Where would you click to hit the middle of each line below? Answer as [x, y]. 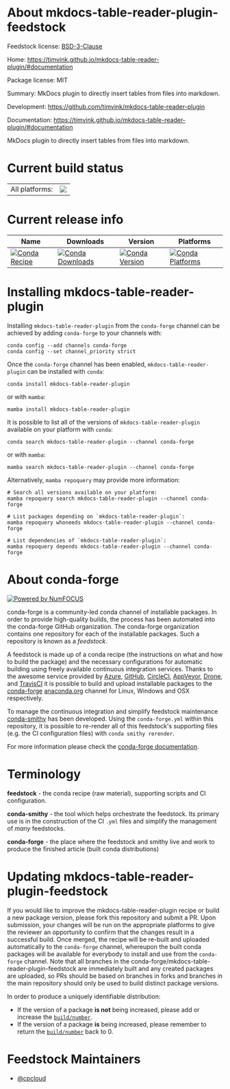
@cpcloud [31, 1078]
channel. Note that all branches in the [77, 961]
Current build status [65, 168]
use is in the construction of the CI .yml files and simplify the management [112, 821]
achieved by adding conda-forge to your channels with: [85, 333]
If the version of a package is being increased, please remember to [112, 1024]
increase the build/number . [55, 1017]
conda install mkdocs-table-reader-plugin [68, 384]
